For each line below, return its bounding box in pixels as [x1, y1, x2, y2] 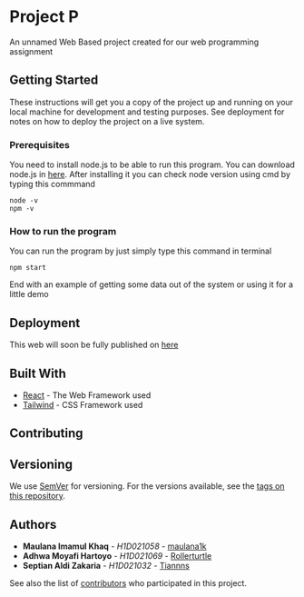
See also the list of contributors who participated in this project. [9, 577, 248, 588]
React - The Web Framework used [22, 389, 152, 401]
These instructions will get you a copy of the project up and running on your [9, 96, 293, 107]
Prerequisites [9, 138, 70, 151]
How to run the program [9, 224, 117, 237]
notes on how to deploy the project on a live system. [9, 115, 205, 126]
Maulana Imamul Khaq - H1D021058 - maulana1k [22, 541, 207, 552]
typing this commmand [9, 179, 95, 190]
